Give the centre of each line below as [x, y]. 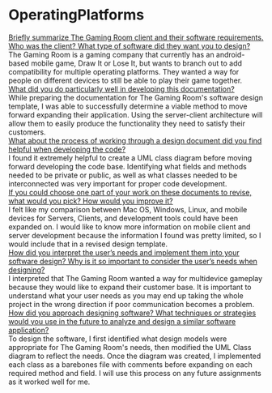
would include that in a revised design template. [88, 244]
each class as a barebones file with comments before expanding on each [130, 364]
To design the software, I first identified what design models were [118, 339]
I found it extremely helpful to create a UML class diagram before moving [130, 158]
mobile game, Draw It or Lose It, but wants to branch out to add [137, 63]
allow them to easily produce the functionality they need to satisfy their [127, 123]
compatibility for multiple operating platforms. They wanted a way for [124, 71]
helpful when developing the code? [67, 149]
